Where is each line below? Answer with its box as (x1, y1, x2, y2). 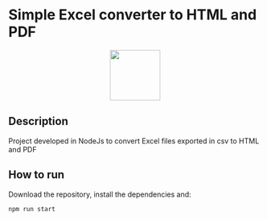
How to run (8, 168, 65, 182)
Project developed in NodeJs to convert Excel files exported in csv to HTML (8, 135, 260, 146)
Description (8, 114, 68, 128)
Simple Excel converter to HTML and (8, 6, 257, 24)
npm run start (8, 205, 56, 213)
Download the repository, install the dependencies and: (8, 189, 191, 199)
